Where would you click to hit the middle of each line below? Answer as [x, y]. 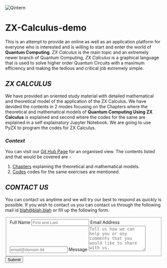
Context [15, 141]
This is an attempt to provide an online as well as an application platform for [83, 41]
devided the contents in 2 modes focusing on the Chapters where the [77, 106]
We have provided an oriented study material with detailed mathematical [80, 96]
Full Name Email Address [65, 222]
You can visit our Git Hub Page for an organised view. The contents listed [80, 152]
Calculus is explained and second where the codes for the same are [75, 117]
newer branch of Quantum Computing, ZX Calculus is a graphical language [82, 57]
